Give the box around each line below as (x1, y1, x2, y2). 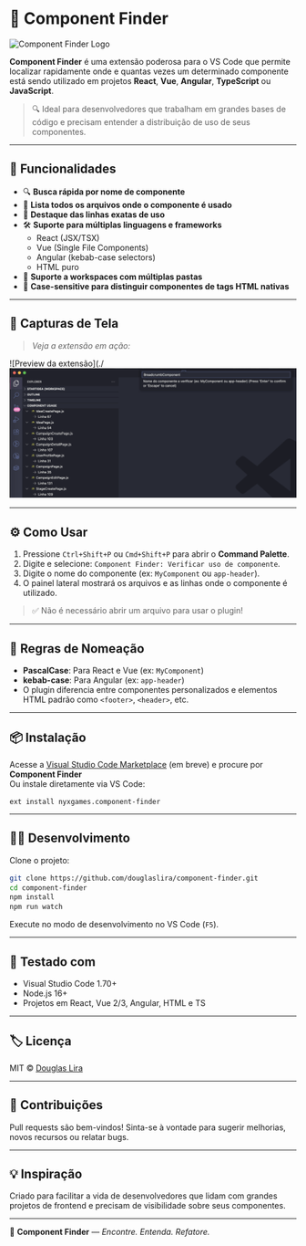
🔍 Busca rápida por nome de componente (22, 186, 186, 197)
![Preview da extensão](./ (9, 358, 105, 369)
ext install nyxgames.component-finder (9, 797, 161, 806)
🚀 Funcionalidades (9, 162, 117, 177)
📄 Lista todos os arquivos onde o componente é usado (22, 199, 232, 210)
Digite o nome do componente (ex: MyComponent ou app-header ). (22, 568, 260, 579)
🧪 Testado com (9, 954, 96, 969)
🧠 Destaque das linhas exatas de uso (22, 209, 166, 220)
